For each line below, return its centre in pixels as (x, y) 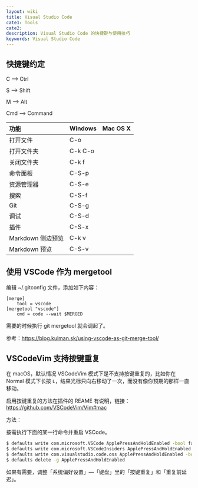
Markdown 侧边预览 (37, 238)
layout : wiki (22, 11)
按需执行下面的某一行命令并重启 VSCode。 (58, 432)
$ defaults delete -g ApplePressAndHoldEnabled (66, 460)
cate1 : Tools (22, 22)
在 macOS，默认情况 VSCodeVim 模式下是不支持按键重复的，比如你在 (91, 374)
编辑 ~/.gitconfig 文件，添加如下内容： (52, 287)
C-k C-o (82, 151)
